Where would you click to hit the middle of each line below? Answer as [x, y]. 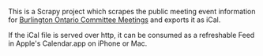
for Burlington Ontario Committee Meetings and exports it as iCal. [115, 20]
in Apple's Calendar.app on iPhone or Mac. [78, 43]
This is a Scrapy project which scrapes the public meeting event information [132, 11]
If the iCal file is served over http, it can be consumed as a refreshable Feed [131, 35]
